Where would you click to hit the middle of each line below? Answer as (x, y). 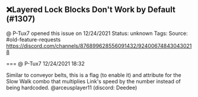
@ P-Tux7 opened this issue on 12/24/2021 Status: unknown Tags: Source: (97, 33)
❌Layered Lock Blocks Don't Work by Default (91, 10)
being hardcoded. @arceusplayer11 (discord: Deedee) (72, 88)
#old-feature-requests (33, 39)
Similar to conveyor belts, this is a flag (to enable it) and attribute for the (94, 75)
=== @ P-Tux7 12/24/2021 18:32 (45, 63)
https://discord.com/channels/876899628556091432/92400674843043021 (99, 46)
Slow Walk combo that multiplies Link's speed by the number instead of (93, 81)
